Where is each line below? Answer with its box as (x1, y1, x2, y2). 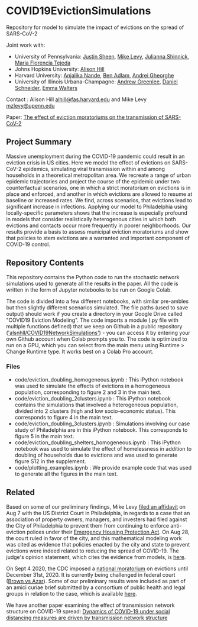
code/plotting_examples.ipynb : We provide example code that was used (14, 464, 192, 471)
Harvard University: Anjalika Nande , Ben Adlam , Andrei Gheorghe (14, 72, 174, 79)
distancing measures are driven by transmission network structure (6, 614, 168, 621)
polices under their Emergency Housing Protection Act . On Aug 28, (26, 528, 190, 535)
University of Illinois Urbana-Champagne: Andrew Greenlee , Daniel (14, 78, 178, 85)
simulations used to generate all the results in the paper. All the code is (6, 280, 178, 287)
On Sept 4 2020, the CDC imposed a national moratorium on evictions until (6, 565, 188, 572)
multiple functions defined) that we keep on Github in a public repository (6, 322, 183, 329)
